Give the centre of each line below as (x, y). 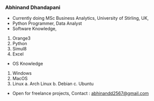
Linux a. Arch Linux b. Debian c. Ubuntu (53, 84)
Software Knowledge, (35, 29)
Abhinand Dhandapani (33, 7)
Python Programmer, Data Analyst (47, 23)
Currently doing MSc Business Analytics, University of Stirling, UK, (80, 18)
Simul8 (19, 49)
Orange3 (21, 38)
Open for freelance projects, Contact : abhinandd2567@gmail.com (80, 94)
